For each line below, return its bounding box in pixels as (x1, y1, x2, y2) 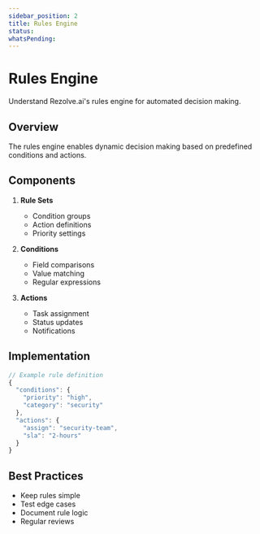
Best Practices (8, 469, 84, 483)
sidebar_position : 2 (8, 11, 79, 20)
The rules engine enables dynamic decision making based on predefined (8, 141, 253, 151)
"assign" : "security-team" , (23, 423, 118, 432)
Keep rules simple (19, 491, 81, 501)
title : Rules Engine (8, 20, 79, 28)
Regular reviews (19, 517, 75, 527)
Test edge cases (19, 499, 76, 509)
